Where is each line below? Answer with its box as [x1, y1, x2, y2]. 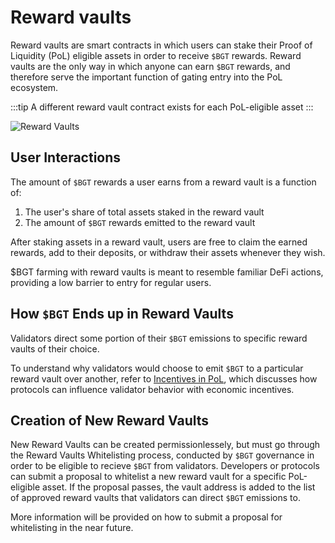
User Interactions [10, 149, 122, 166]
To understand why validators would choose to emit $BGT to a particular [10, 362, 304, 374]
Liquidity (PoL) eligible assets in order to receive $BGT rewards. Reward [10, 49, 302, 61]
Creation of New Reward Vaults [10, 412, 210, 429]
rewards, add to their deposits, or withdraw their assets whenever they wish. [10, 246, 326, 258]
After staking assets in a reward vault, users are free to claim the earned [10, 236, 308, 248]
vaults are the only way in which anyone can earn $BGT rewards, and [10, 60, 291, 72]
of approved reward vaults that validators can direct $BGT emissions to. [10, 492, 301, 504]
